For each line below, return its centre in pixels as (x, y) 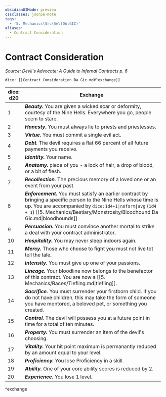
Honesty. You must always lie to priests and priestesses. (90, 127)
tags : (11, 19)
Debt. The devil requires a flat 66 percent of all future (86, 143)
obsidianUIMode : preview (31, 10)
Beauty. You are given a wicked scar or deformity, (83, 106)
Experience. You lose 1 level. (59, 377)
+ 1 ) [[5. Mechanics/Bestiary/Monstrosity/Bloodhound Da (91, 212)
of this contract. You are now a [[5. (65, 277)
